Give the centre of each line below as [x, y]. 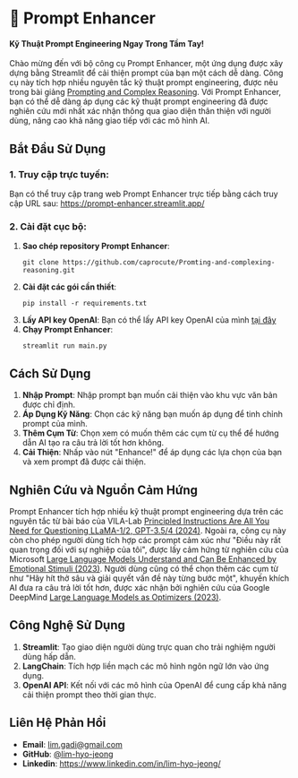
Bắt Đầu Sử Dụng [58, 148]
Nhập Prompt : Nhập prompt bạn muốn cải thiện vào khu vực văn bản [149, 395]
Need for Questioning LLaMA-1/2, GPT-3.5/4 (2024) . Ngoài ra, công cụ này [148, 531]
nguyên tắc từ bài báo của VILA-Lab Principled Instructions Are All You [140, 521]
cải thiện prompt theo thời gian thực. [89, 695]
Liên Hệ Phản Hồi [58, 723]
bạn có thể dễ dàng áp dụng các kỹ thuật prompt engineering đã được [139, 101]
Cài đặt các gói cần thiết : [69, 287]
